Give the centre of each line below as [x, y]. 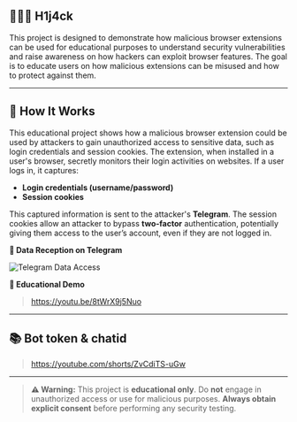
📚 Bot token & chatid [68, 338]
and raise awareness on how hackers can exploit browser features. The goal [148, 56]
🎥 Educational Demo [47, 284]
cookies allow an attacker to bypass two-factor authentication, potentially [144, 223]
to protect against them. [53, 75]
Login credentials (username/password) [98, 188]
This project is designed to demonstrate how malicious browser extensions [146, 37]
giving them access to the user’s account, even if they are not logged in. [141, 233]
